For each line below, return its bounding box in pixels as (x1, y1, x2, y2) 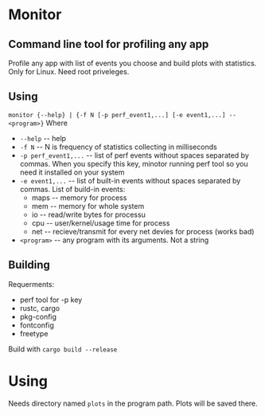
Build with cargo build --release (8, 344, 118, 354)
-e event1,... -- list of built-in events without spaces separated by (19, 175, 241, 185)
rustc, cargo (19, 303, 60, 312)
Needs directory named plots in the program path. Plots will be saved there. (8, 398, 259, 408)
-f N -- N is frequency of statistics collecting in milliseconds (19, 142, 217, 151)
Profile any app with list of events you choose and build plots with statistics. (8, 58, 257, 68)
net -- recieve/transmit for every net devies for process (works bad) (31, 226, 255, 236)
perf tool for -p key (19, 295, 83, 304)
